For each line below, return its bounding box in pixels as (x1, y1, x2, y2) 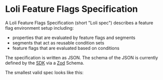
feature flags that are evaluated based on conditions (12, 45, 120, 51)
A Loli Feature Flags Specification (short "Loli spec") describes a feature (5, 20, 154, 26)
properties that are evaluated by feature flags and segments (12, 35, 136, 40)
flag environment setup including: (5, 25, 74, 31)
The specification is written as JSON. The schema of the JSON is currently (5, 54, 158, 60)
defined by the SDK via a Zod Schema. (5, 60, 84, 66)
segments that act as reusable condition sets (12, 40, 104, 45)
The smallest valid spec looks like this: (5, 69, 83, 75)
